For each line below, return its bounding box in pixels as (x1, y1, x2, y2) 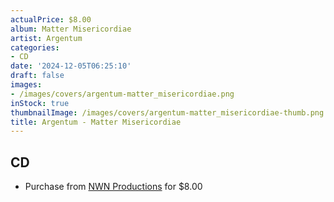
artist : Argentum (10, 33, 83, 43)
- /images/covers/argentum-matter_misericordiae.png (10, 89, 235, 99)
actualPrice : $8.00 (10, 14, 92, 25)
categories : (10, 42, 60, 53)
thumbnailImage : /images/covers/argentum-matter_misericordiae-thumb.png (10, 107, 325, 118)
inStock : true (10, 98, 70, 108)
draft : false (10, 71, 65, 81)
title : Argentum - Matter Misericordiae (10, 117, 182, 127)
